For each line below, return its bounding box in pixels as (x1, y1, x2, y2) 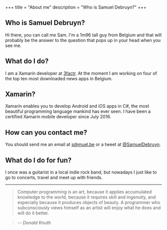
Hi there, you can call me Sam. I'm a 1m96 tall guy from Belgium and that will (5, 32, 162, 38)
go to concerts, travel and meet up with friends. (5, 175, 103, 181)
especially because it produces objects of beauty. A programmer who (17, 200, 161, 206)
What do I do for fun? (5, 156, 72, 164)
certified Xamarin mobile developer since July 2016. (5, 114, 111, 120)
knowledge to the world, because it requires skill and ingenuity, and (17, 194, 156, 200)
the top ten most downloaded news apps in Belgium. (5, 75, 113, 81)
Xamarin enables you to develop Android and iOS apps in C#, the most (5, 103, 150, 109)
